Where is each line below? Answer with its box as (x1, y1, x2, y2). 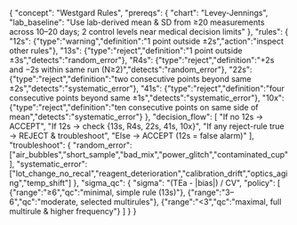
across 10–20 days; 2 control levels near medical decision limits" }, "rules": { (9, 27, 289, 36)
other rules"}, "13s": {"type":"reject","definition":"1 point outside (9, 45, 243, 56)
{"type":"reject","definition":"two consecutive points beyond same (9, 74, 252, 84)
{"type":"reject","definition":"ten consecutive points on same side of (9, 102, 260, 112)
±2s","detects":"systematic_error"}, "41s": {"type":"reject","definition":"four (9, 84, 285, 93)
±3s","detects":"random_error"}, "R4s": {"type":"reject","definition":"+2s (9, 55, 275, 65)
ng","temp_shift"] (9, 178, 72, 188)
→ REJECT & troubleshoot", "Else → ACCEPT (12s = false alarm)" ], (9, 131, 255, 141)
